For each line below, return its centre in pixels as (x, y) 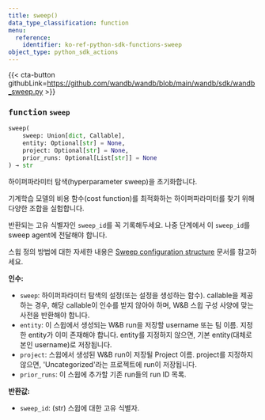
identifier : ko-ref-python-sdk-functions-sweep (102, 45)
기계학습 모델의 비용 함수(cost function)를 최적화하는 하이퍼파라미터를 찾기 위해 (131, 198)
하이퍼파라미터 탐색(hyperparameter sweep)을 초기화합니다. (103, 181)
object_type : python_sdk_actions (63, 52)
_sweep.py (26, 91)
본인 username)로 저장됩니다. (66, 344)
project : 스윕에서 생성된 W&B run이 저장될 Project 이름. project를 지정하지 (136, 354)
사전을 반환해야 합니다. (55, 315)
